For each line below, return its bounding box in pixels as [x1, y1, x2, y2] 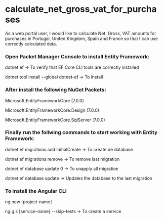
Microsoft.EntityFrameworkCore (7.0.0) [5, 97, 84, 103]
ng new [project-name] [5, 199, 52, 205]
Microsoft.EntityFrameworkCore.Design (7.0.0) [5, 107, 100, 113]
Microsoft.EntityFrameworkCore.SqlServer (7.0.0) [5, 117, 105, 123]
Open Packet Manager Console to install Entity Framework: [5, 53, 150, 60]
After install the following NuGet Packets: [5, 87, 106, 93]
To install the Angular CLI [5, 187, 67, 194]
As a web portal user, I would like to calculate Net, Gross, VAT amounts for [5, 30, 157, 36]
